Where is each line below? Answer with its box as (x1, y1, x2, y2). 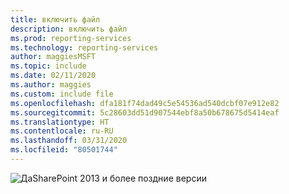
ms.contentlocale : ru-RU (10, 126, 114, 136)
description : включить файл (10, 24, 128, 34)
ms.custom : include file (10, 89, 114, 99)
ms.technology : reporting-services (10, 42, 159, 53)
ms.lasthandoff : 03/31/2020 (10, 136, 128, 146)
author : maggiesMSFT (10, 52, 97, 62)
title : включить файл (10, 14, 101, 25)
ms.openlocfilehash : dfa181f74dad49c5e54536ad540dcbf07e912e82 (10, 98, 280, 108)
